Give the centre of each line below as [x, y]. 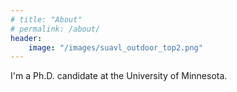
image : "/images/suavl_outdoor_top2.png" [115, 47]
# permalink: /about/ [55, 29]
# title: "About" [46, 19]
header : [26, 38]
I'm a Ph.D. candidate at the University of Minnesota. [119, 76]
